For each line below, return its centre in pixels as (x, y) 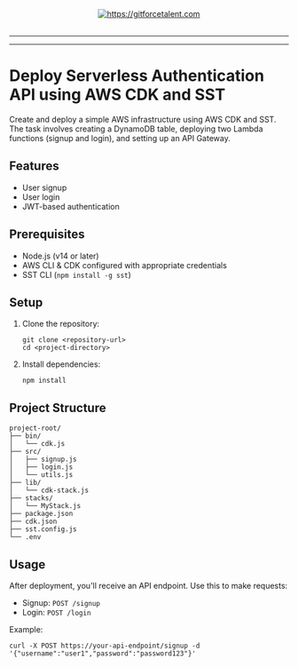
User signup (44, 187)
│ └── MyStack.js (45, 506)
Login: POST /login (56, 612)
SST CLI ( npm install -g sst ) (76, 274)
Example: (26, 629)
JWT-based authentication (71, 206)
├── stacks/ (31, 498)
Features (34, 167)
